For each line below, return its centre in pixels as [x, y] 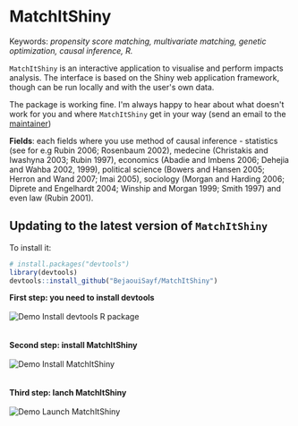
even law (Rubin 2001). [51, 198]
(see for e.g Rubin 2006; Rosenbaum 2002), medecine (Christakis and [139, 150]
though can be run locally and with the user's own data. [112, 87]
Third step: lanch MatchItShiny [68, 393]
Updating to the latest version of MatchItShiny [139, 226]
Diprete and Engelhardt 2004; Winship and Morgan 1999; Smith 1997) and [145, 188]
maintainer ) [30, 124]
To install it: [30, 247]
